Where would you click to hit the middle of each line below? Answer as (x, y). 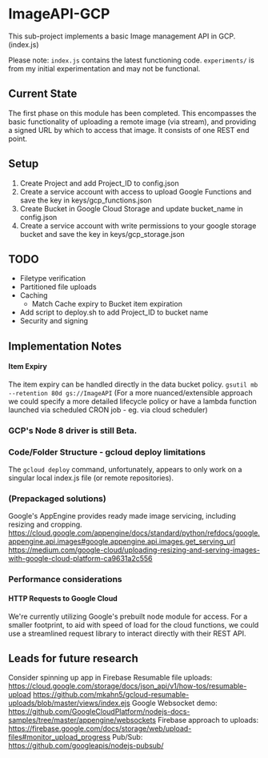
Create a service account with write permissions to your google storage (138, 226)
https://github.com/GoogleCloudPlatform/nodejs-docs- (99, 712)
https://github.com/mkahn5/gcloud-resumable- (111, 695)
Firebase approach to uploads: (208, 720)
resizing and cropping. (45, 524)
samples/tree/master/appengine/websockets (82, 720)
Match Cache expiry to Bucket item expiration (107, 304)
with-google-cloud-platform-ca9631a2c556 (80, 559)
